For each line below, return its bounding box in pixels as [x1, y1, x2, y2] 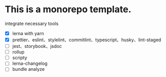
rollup [12, 49, 25, 55]
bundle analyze [12, 66, 45, 72]
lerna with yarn [12, 30, 44, 36]
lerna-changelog [12, 60, 48, 67]
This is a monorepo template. [5, 4, 132, 15]
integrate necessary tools [5, 20, 59, 27]
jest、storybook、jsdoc [12, 43, 62, 49]
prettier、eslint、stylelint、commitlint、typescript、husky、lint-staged [12, 37, 161, 43]
